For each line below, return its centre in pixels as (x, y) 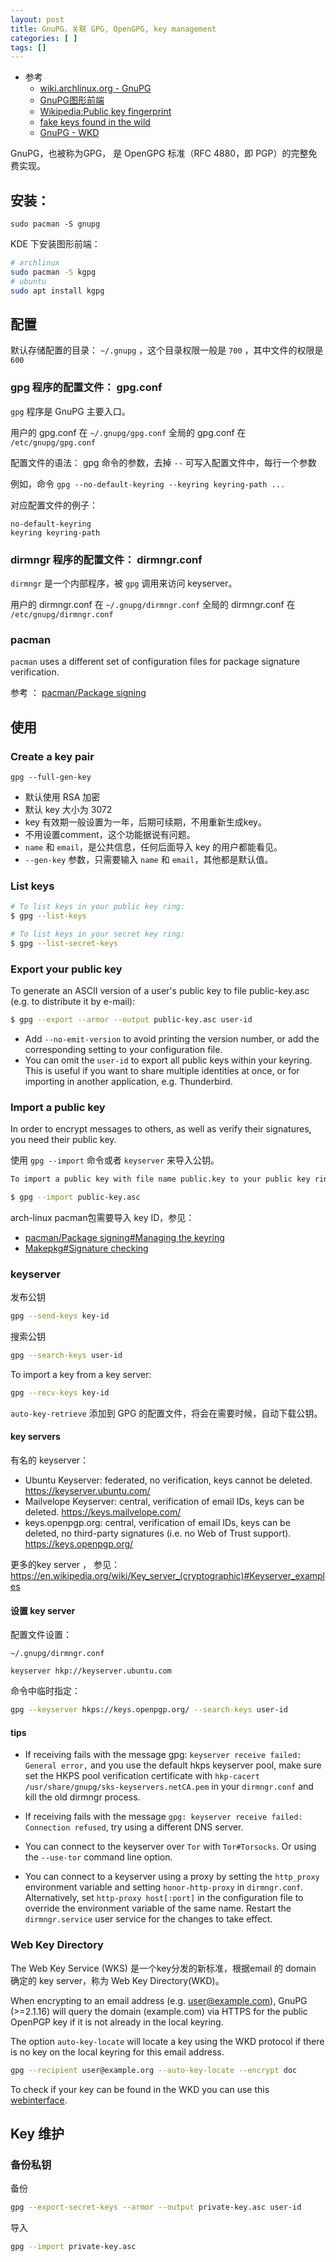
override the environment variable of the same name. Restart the (158, 1908)
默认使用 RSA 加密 (62, 797)
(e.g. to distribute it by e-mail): (73, 1002)
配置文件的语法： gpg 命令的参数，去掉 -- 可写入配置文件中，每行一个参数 (163, 462)
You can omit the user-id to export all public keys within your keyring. (168, 1060)
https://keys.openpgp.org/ (79, 1544)
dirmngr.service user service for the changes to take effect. (148, 1919)
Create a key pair (52, 756)
